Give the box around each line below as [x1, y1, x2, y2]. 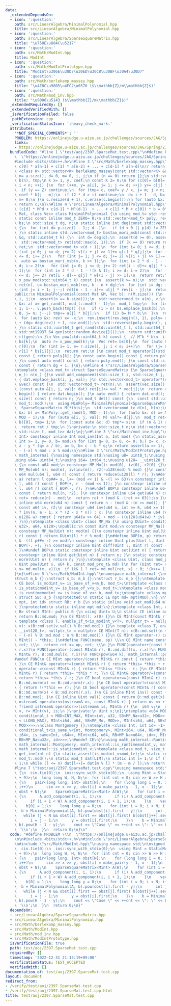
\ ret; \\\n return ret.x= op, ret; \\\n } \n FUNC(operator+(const [14, 643, 163, 648]
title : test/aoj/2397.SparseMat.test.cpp [5, 993, 95, 998]
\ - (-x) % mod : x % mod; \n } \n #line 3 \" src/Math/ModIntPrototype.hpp [14, 448, 169, 454]
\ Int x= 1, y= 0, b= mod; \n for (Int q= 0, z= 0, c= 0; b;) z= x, [14, 439, 160, 444]
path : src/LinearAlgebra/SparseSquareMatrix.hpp [14, 36, 120, 41]
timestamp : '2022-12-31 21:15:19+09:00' [10, 955, 97, 960]
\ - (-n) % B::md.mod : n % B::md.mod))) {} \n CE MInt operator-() [14, 633, 160, 638]
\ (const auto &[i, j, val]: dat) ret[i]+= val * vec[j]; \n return [14, 386, 163, 391]
